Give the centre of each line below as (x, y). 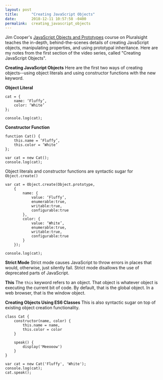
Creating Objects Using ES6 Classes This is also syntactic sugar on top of (80, 302)
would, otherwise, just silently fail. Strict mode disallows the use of (72, 268)
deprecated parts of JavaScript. (37, 273)
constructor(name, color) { (42, 321)
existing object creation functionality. (42, 308)
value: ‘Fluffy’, (49, 198)
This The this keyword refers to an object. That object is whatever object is (81, 283)
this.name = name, (41, 325)
